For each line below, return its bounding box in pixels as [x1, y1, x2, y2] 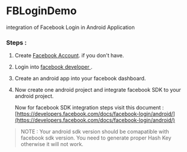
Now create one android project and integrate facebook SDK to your [14, 86, 182, 93]
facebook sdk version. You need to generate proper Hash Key [20, 134, 172, 141]
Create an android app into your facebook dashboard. [14, 75, 146, 82]
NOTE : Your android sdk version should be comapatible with [20, 128, 170, 135]
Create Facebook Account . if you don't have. [14, 52, 124, 59]
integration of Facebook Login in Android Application [6, 24, 135, 31]
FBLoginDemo [6, 4, 77, 18]
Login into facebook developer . [14, 63, 93, 70]
